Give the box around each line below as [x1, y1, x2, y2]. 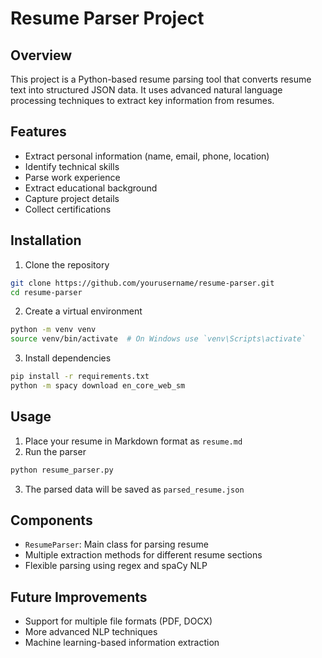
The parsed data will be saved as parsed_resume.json [24, 483, 245, 495]
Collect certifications [24, 203, 112, 215]
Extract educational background [24, 182, 158, 194]
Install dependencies [24, 352, 112, 364]
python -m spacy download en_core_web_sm [10, 381, 186, 391]
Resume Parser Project [10, 7, 205, 30]
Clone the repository [24, 258, 110, 271]
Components [10, 512, 93, 529]
